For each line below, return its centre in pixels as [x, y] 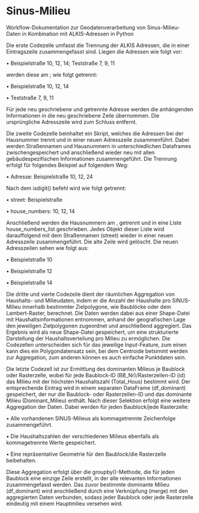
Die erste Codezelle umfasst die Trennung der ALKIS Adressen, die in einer [98, 45]
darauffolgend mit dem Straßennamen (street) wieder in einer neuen [90, 235]
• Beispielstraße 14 [29, 282]
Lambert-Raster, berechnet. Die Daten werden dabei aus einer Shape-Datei [98, 313]
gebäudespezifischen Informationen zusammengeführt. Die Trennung [91, 158]
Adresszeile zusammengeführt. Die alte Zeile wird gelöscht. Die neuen [92, 242]
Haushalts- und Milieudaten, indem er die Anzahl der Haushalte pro [89, 300]
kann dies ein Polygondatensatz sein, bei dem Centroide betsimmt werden [97, 351]
